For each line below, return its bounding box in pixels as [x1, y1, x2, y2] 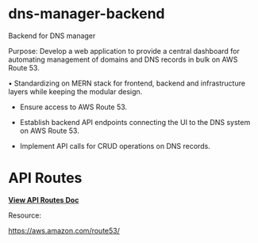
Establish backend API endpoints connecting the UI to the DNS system [19, 117, 251, 127]
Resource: [8, 211, 42, 220]
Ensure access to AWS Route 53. [19, 102, 128, 112]
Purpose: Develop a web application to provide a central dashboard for [8, 46, 241, 55]
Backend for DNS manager [8, 31, 96, 40]
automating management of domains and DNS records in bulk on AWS [8, 55, 238, 64]
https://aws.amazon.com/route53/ [8, 226, 121, 235]
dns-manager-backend [8, 5, 165, 23]
